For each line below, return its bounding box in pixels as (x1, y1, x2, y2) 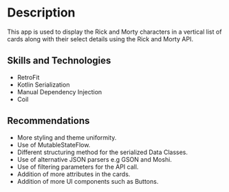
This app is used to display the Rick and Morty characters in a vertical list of (7, 28, 222, 36)
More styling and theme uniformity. (17, 133, 117, 142)
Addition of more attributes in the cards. (17, 170, 131, 178)
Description (7, 5, 76, 21)
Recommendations (7, 115, 90, 127)
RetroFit (17, 73, 40, 81)
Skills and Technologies (7, 55, 111, 67)
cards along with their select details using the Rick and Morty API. (7, 34, 194, 43)
